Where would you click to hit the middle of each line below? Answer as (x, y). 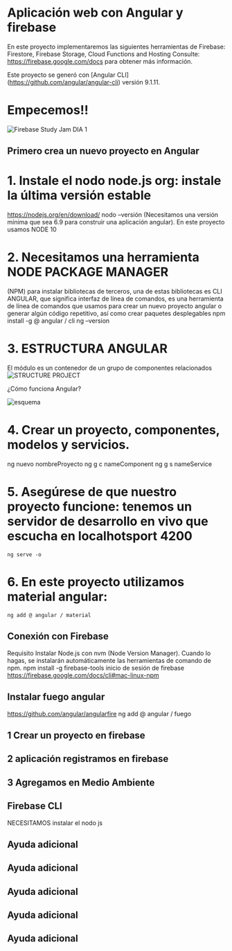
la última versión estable (79, 196)
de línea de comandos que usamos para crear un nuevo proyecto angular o (115, 306)
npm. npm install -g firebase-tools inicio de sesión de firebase (96, 668)
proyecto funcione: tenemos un (100, 507)
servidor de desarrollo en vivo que (108, 522)
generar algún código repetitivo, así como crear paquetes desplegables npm (116, 314)
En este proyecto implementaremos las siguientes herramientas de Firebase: (116, 46)
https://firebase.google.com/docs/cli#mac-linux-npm (83, 675)
